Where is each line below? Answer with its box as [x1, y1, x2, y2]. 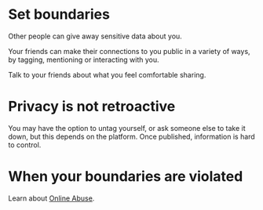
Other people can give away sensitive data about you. [8, 31, 182, 41]
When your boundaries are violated [8, 168, 243, 186]
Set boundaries [8, 5, 110, 24]
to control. [8, 139, 42, 150]
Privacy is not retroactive [8, 98, 176, 115]
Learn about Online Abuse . [8, 194, 95, 203]
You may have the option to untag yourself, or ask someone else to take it [8, 123, 246, 132]
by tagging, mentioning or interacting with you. [8, 55, 159, 64]
